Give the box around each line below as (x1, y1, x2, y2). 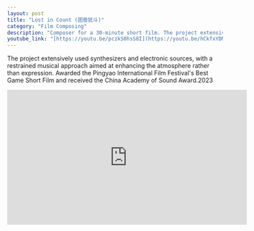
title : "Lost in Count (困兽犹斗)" (7, 16, 105, 23)
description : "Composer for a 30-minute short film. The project (7, 29, 197, 36)
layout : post (7, 10, 45, 17)
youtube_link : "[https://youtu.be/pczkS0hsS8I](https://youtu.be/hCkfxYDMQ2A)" (7, 36, 241, 42)
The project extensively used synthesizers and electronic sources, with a (7, 54, 213, 62)
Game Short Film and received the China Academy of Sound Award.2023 (7, 76, 214, 84)
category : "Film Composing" (7, 23, 88, 29)
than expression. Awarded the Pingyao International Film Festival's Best (7, 69, 209, 77)
